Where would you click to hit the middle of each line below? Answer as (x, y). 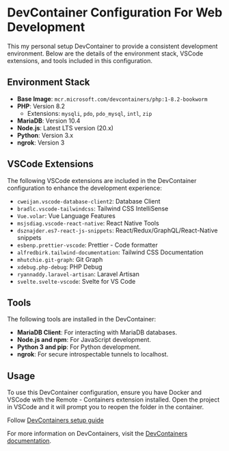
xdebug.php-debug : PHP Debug (59, 267)
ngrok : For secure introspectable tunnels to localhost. (93, 354)
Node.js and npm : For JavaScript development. (84, 340)
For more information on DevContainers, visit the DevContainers (97, 434)
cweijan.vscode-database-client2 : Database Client (89, 201)
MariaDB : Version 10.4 (49, 121)
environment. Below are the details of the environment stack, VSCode (105, 53)
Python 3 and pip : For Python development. (79, 347)
